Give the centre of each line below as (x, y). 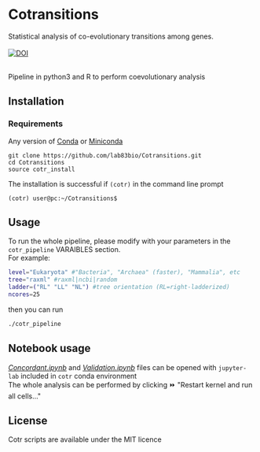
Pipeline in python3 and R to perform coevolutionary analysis (107, 76)
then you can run (36, 309)
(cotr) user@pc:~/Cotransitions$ (63, 198)
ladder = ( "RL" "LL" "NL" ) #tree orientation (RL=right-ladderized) (119, 287)
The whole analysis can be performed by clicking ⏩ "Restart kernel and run (130, 384)
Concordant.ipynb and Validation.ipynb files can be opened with (113, 367)
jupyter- (233, 368)
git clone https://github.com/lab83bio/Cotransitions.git (105, 155)
